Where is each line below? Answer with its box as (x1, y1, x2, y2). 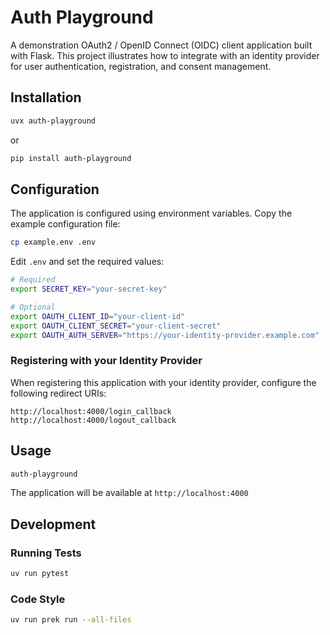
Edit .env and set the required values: (10, 256, 165, 268)
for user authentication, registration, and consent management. (10, 60, 272, 72)
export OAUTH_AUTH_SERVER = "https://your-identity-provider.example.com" (10, 330, 320, 340)
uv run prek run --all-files (10, 615, 132, 625)
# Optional (10, 302, 56, 312)
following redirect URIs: (10, 387, 107, 399)
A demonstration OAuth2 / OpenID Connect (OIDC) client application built (10, 39, 313, 51)
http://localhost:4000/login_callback (10, 406, 172, 416)
